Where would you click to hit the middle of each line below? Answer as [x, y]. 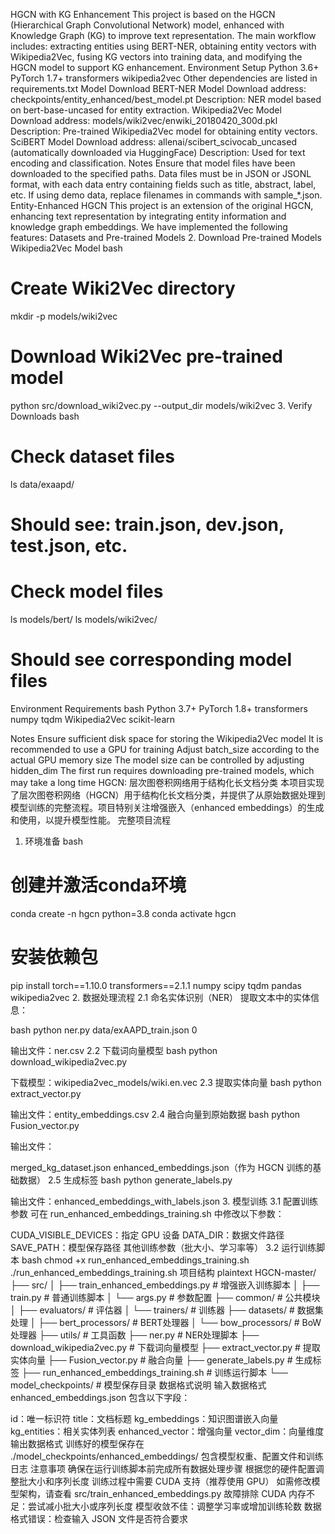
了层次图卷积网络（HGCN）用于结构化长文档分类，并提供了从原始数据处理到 [168, 795]
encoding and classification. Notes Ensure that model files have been [153, 163]
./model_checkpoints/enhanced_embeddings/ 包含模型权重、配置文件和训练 [167, 1456]
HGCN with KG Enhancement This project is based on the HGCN [143, 14]
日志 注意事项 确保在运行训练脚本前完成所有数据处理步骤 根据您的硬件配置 [163, 1468]
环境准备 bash [53, 841]
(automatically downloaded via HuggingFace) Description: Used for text [158, 152]
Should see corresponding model [151, 660]
